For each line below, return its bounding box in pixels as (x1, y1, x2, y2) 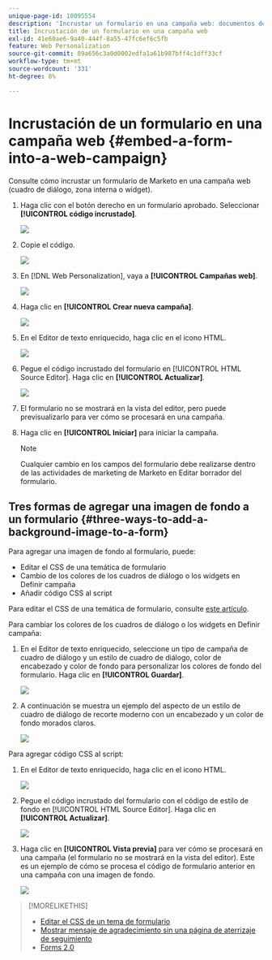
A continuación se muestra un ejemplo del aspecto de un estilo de (19, 701, 241, 711)
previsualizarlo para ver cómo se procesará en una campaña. (19, 412, 225, 422)
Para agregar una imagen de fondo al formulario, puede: (8, 547, 196, 556)
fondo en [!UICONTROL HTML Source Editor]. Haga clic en (19, 805, 216, 815)
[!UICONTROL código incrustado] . (19, 209, 138, 218)
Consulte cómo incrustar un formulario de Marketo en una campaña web (8, 175, 251, 185)
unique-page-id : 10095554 (8, 11, 96, 20)
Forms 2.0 (40, 943, 74, 953)
